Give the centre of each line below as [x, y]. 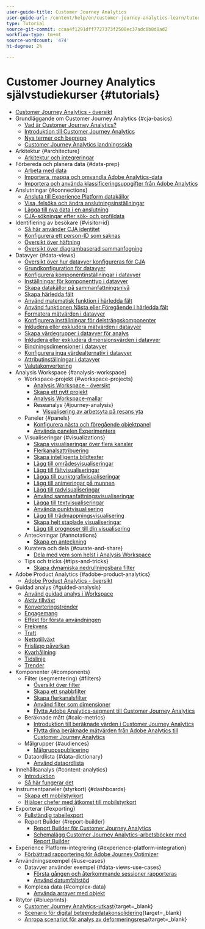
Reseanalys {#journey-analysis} [74, 404]
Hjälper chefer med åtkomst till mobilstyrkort [80, 802]
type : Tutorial [26, 23]
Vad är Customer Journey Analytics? [70, 125]
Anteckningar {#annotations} [61, 535]
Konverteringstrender [51, 607]
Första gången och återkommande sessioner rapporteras [105, 873]
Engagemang [41, 613]
